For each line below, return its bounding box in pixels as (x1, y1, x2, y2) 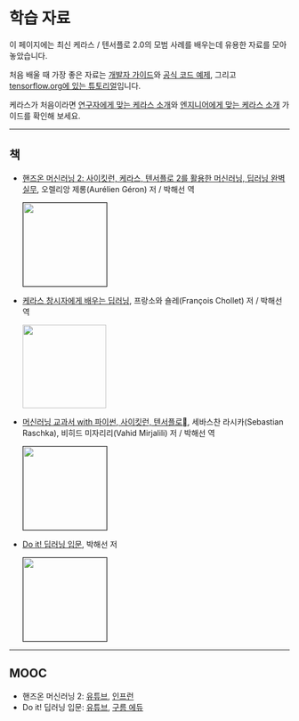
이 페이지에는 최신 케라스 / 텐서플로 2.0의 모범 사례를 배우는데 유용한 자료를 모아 (9, 39, 287, 50)
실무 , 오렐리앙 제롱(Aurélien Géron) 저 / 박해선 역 (21, 183, 195, 194)
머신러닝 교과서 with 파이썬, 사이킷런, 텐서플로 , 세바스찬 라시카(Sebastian (21, 416, 284, 427)
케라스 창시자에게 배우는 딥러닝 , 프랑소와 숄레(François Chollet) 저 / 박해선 (21, 295, 283, 305)
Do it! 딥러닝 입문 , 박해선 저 (21, 539, 117, 549)
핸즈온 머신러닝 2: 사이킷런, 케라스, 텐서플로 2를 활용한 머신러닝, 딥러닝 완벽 (21, 173, 286, 183)
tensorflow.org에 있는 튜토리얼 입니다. (9, 80, 141, 91)
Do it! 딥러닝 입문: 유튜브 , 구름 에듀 (21, 701, 144, 712)
